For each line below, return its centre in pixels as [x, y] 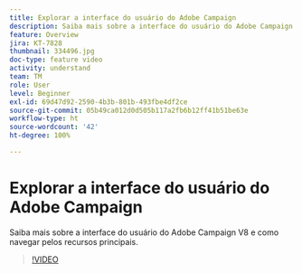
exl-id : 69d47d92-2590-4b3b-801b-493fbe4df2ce [99, 102]
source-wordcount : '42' [54, 127]
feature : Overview [44, 34]
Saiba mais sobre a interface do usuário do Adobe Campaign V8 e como [144, 232]
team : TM [26, 77]
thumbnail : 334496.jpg [52, 52]
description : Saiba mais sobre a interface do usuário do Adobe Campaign [151, 26]
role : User [30, 85]
